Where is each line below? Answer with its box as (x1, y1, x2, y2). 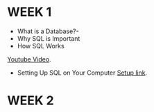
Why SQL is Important (17, 34, 80, 42)
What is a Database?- (17, 27, 79, 35)
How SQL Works (17, 41, 65, 50)
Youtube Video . (7, 55, 51, 63)
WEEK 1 (7, 4, 52, 20)
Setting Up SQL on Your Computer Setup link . (17, 68, 148, 77)
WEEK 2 (7, 93, 54, 109)
